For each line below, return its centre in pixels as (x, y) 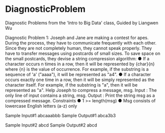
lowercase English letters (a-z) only (41, 106)
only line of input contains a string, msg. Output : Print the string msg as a (80, 95)
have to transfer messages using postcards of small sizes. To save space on (83, 53)
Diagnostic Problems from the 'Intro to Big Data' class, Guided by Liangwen (82, 23)
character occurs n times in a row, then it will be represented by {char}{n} (80, 64)
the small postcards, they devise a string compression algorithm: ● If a (77, 58)
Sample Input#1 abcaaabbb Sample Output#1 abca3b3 (61, 115)
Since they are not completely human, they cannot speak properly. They (79, 48)
